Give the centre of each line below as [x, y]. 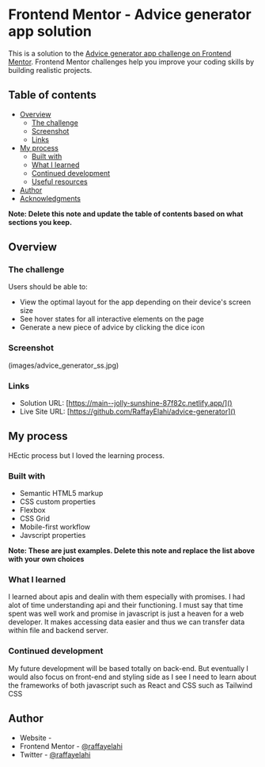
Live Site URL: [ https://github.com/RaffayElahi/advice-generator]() [127, 412]
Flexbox [32, 510]
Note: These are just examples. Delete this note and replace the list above [132, 551]
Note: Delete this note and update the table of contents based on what [126, 214]
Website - [36, 738]
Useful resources [60, 181]
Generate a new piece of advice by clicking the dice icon [112, 327]
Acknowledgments [50, 198]
